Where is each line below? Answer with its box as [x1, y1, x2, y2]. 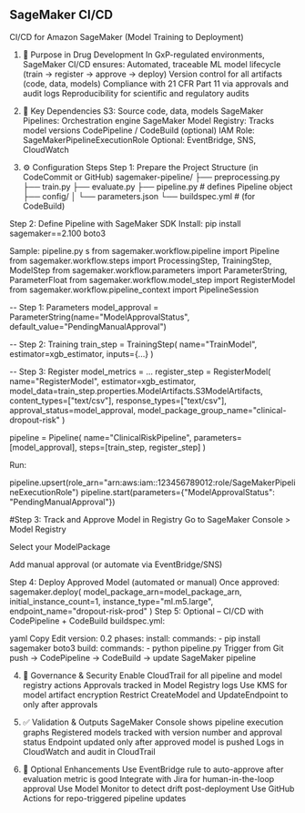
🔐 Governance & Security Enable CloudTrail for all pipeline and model [22, 669, 282, 681]
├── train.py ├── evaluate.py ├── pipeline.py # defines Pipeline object [22, 181, 293, 192]
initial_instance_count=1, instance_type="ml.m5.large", [9, 595, 214, 606]
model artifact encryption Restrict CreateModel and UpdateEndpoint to [22, 689, 289, 700]
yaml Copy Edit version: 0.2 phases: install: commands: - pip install [9, 633, 261, 644]
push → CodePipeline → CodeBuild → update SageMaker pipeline [9, 652, 257, 663]
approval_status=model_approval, [9, 404, 137, 415]
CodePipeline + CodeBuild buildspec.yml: [9, 615, 166, 626]
